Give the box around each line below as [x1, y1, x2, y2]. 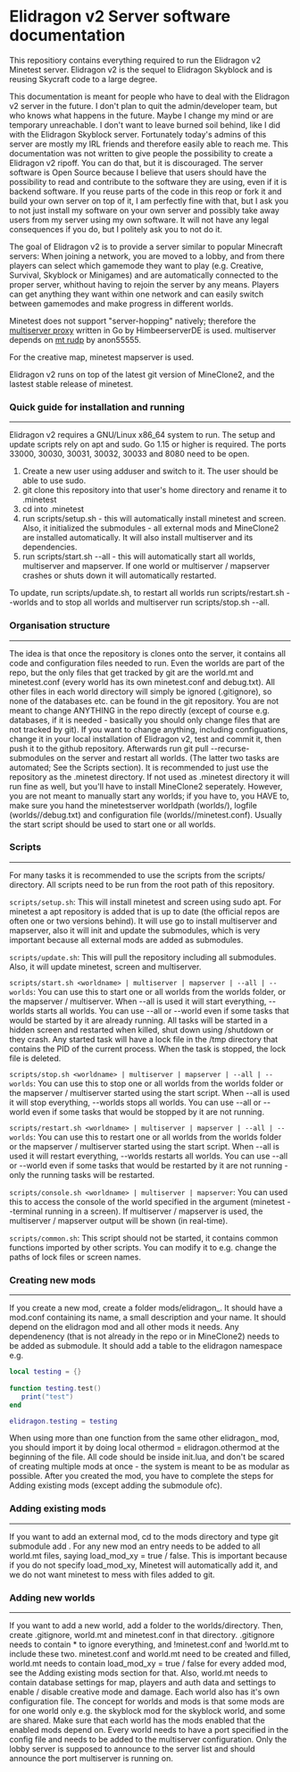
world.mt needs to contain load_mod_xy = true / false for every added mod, [9, 1658, 287, 1668]
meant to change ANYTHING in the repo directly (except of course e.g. [9, 705, 270, 715]
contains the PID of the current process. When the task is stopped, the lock [9, 1043, 287, 1054]
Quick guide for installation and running [9, 400, 186, 413]
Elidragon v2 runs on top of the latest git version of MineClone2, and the [9, 369, 275, 380]
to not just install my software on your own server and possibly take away [9, 205, 279, 215]
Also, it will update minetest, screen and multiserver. [9, 961, 202, 972]
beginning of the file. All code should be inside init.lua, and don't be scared [9, 1451, 286, 1462]
